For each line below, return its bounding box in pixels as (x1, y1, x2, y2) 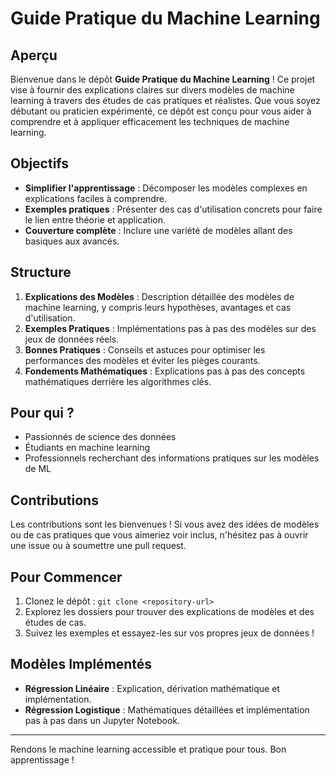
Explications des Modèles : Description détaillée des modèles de (24, 290, 295, 302)
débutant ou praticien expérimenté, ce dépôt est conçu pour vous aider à (10, 105, 312, 117)
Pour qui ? (10, 405, 75, 422)
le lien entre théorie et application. (24, 213, 167, 226)
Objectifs (10, 155, 70, 172)
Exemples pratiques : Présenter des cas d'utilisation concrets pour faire (24, 203, 323, 215)
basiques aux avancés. (24, 235, 120, 247)
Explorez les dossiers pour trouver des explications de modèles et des (24, 606, 315, 618)
